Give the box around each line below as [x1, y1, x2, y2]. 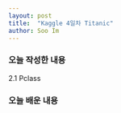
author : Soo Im [8, 26, 60, 34]
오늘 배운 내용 [8, 95, 59, 106]
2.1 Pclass [8, 73, 41, 83]
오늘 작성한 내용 [8, 54, 66, 66]
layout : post [8, 11, 52, 20]
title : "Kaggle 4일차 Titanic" [8, 19, 115, 27]
